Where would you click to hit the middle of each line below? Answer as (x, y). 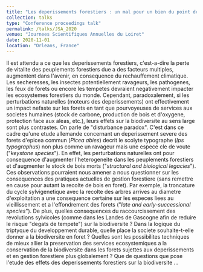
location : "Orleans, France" (43, 46)
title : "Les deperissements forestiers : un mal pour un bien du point (98, 12)
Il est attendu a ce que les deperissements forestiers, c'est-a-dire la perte (98, 63)
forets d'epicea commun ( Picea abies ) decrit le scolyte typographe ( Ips (95, 140)
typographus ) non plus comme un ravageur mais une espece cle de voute (98, 147)
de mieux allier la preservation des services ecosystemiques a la (87, 243)
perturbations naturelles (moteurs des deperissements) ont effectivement (98, 101)
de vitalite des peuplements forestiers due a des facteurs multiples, (90, 69)
